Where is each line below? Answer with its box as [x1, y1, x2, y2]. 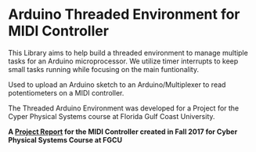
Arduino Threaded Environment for [8, 5, 240, 24]
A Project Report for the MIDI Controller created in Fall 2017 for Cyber [8, 127, 238, 136]
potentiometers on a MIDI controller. [8, 88, 124, 97]
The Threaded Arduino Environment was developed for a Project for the [8, 103, 240, 113]
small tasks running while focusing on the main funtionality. [8, 64, 200, 74]
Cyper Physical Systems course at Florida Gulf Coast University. [8, 111, 215, 121]
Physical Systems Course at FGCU [8, 135, 123, 144]
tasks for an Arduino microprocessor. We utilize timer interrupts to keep [8, 56, 239, 66]
